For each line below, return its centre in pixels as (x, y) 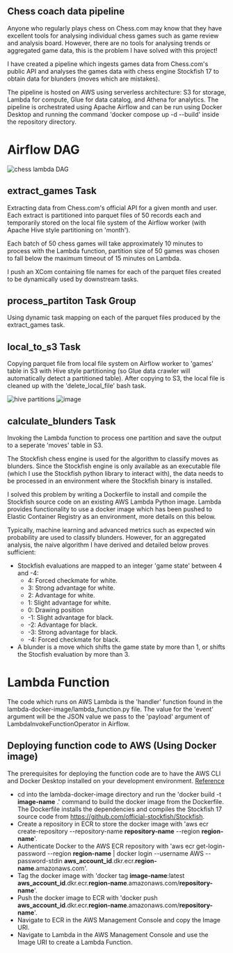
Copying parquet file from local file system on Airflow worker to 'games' (110, 364)
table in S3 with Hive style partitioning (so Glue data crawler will (99, 371)
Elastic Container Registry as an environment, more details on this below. (112, 516)
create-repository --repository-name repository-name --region (109, 831)
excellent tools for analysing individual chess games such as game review (113, 35)
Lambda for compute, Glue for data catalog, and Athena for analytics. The (113, 99)
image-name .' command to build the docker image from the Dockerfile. (120, 801)
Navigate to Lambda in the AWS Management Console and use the (113, 934)
